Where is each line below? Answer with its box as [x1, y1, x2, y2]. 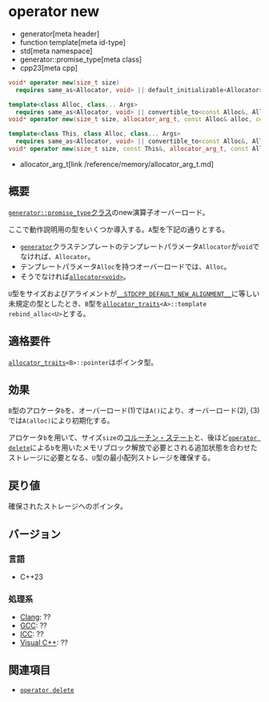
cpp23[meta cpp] [19, 63, 78, 72]
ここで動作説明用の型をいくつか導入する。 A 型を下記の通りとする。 [8, 224, 230, 234]
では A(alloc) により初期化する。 [8, 416, 114, 425]
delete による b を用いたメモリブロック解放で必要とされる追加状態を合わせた [8, 443, 258, 452]
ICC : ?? [19, 629, 44, 639]
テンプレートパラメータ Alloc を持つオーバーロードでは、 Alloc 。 [19, 262, 231, 271]
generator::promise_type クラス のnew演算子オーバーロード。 [8, 207, 210, 217]
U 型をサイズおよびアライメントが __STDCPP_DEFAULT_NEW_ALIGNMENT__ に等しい [8, 288, 260, 298]
